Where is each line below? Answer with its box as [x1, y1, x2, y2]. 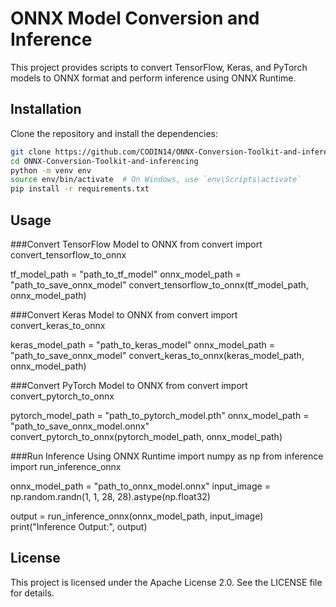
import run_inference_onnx [10, 460, 122, 472]
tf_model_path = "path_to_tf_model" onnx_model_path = [10, 268, 242, 280]
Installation [10, 101, 82, 118]
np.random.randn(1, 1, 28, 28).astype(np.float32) [10, 490, 211, 502]
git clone [10, 147, 52, 157]
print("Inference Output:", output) [10, 520, 148, 532]
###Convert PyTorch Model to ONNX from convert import [10, 379, 248, 391]
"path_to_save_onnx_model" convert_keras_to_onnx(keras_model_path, [10, 349, 305, 361]
